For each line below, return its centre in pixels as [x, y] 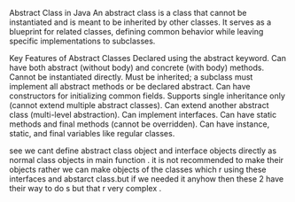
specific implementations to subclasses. [82, 41]
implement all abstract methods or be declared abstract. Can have [130, 86]
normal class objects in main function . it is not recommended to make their [147, 160]
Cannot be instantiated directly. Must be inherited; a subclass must [131, 77]
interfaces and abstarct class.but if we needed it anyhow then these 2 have [147, 179]
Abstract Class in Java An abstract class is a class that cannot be [128, 13]
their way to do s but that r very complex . [85, 188]
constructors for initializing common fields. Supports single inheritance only [147, 96]
